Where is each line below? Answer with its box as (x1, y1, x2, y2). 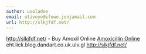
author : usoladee (6, 8, 49, 15)
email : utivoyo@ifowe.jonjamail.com (6, 14, 96, 20)
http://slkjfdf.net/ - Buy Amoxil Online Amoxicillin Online (6, 35, 140, 42)
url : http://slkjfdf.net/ (6, 19, 69, 25)
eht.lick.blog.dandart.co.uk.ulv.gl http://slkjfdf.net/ (6, 41, 127, 48)
